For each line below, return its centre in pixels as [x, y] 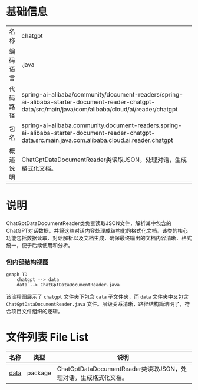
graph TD [17, 275]
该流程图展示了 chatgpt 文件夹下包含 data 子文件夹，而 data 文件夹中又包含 [98, 297]
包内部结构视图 [27, 262]
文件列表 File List [47, 337]
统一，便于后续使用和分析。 [40, 245]
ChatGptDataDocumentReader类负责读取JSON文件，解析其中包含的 [89, 223]
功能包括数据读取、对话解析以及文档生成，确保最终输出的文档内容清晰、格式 [99, 238]
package [39, 373]
